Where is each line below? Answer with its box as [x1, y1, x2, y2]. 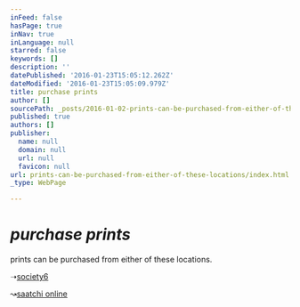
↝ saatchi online [10, 288, 68, 299]
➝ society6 [10, 271, 49, 282]
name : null [18, 137, 59, 146]
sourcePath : [10, 104, 54, 113]
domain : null [18, 145, 67, 154]
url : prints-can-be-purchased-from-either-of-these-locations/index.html [10, 170, 290, 179]
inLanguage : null [10, 37, 75, 47]
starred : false [10, 46, 67, 55]
